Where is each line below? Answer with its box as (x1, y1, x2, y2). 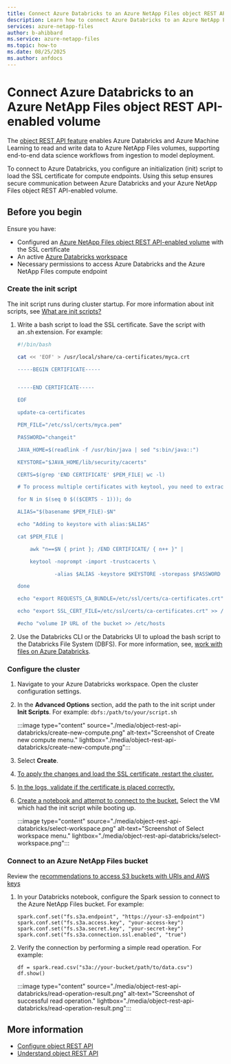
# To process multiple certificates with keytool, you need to (16, 484, 203, 490)
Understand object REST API (16, 1050, 98, 1058)
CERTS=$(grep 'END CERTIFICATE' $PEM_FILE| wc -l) (16, 471, 166, 478)
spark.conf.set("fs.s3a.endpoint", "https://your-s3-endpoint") (16, 913, 206, 920)
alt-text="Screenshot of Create (126, 728, 215, 737)
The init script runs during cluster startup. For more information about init (7, 300, 214, 308)
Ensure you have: (7, 224, 56, 232)
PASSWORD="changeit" (16, 434, 76, 441)
